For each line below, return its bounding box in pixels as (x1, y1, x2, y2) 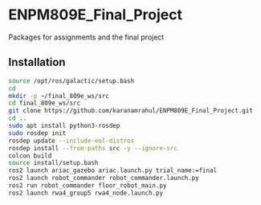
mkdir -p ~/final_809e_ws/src (8, 92, 110, 100)
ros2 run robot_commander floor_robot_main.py (8, 182, 167, 190)
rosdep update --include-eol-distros (8, 137, 135, 145)
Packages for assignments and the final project (8, 32, 165, 42)
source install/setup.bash (8, 159, 99, 167)
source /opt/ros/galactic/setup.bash (8, 76, 135, 85)
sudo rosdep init (8, 129, 67, 137)
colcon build (8, 151, 52, 160)
